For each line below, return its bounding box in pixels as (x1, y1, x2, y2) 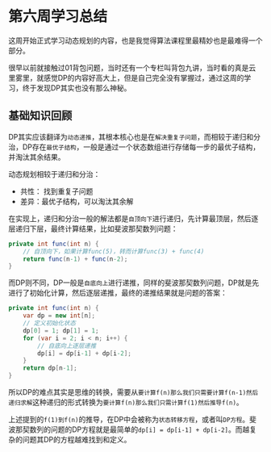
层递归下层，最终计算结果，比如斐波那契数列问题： (8, 224, 178, 233)
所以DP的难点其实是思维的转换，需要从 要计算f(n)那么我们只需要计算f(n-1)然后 (8, 387, 259, 396)
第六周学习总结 (8, 7, 108, 26)
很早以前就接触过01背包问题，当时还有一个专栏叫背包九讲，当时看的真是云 (8, 62, 256, 73)
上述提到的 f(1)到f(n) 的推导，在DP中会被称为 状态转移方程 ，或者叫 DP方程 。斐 (8, 415, 256, 424)
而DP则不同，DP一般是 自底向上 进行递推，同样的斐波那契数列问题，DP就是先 (8, 278, 260, 287)
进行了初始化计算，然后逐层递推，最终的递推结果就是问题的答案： (8, 288, 227, 298)
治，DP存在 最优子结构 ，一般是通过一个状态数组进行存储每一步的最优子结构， (8, 142, 261, 152)
